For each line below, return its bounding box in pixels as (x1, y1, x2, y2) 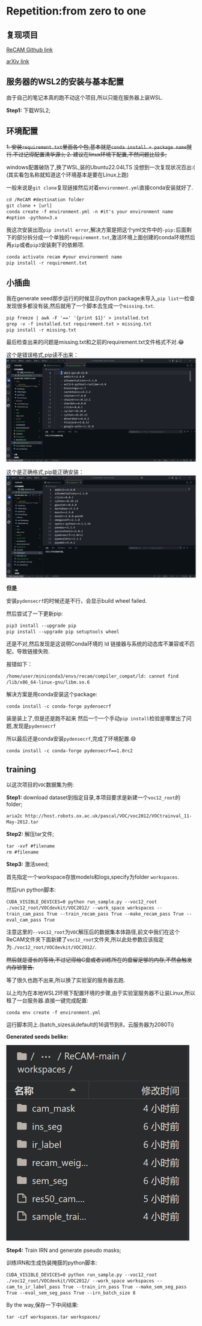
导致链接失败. (16, 648, 50, 655)
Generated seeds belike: (6, 1033, 69, 1040)
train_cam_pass (6, 911, 44, 917)
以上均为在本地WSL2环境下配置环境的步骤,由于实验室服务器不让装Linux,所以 (6, 990, 195, 997)
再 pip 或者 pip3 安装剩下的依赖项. (6, 241, 85, 248)
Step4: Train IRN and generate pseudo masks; (6, 1246, 121, 1254)
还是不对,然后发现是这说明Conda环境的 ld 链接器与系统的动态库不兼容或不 (6, 640, 190, 647)
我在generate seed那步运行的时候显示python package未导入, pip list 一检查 (6, 295, 195, 302)
